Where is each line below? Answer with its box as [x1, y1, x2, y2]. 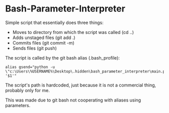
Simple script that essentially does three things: [5, 19, 104, 25]
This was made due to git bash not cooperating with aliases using [5, 97, 141, 103]
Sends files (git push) [12, 45, 57, 51]
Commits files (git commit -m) [12, 39, 74, 45]
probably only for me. [5, 87, 50, 93]
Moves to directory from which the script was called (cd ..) [12, 29, 134, 35]
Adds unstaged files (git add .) [12, 34, 75, 40]
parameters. [5, 102, 31, 108]
